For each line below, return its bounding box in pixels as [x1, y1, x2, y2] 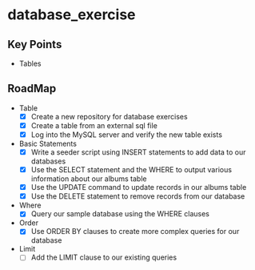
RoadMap [7, 82, 57, 95]
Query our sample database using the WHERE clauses [30, 209, 209, 219]
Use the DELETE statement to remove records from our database [30, 191, 245, 201]
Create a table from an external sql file [30, 120, 157, 130]
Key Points [7, 38, 62, 51]
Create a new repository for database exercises [30, 111, 189, 121]
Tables [18, 58, 42, 68]
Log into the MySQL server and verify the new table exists [30, 130, 223, 139]
